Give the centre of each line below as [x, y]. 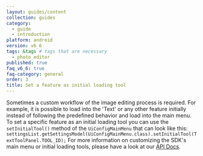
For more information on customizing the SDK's [127, 140]
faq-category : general [35, 74]
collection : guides [31, 18]
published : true [27, 63]
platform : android [29, 40]
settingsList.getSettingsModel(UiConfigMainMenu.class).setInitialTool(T [102, 134]
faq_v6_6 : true [26, 68]
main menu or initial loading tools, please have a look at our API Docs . [94, 147]
